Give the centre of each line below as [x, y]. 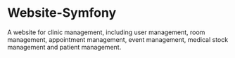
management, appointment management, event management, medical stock [118, 39]
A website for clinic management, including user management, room [106, 32]
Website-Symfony [62, 13]
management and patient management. [64, 47]
